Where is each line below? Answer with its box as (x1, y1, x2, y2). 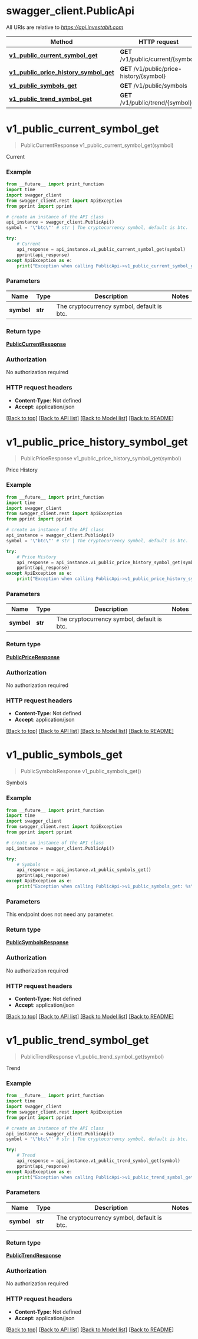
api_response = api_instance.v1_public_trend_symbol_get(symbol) (16, 1158, 181, 1164)
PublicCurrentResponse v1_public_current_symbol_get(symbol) (20, 142, 174, 149)
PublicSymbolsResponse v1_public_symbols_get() (20, 768, 141, 775)
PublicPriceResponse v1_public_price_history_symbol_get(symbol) (20, 454, 181, 461)
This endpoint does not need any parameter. (6, 911, 114, 918)
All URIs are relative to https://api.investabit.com (6, 24, 124, 31)
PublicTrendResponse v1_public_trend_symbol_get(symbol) (20, 1053, 164, 1060)
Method (50, 37, 73, 45)
